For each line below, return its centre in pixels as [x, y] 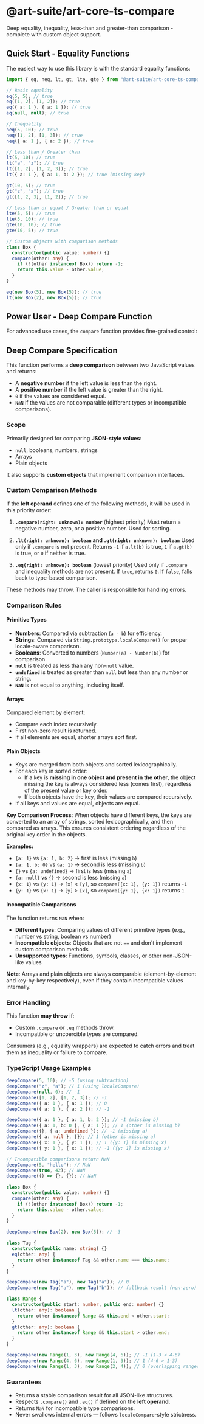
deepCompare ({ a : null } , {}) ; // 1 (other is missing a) [81, 1137]
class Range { [24, 1299]
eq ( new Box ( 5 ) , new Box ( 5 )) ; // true [54, 292]
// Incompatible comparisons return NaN [58, 1159]
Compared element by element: [46, 712]
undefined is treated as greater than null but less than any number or [101, 672]
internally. [19, 987]
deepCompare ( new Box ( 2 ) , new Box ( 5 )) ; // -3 [63, 1232]
